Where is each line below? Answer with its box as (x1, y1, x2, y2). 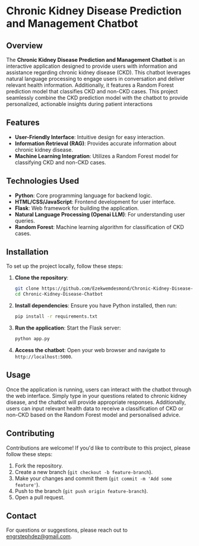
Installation (6, 247, 49, 257)
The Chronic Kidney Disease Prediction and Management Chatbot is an (6, 57, 185, 63)
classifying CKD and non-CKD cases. (14, 159, 106, 166)
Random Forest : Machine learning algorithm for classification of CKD (14, 223, 184, 230)
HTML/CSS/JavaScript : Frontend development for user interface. (14, 198, 176, 205)
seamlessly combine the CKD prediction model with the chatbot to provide (6, 94, 188, 101)
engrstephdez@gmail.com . (6, 533, 72, 540)
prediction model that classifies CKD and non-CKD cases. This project (6, 88, 178, 95)
